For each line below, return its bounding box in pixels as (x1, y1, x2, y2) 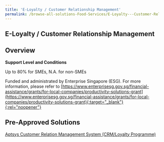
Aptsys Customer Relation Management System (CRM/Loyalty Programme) (5, 131, 156, 137)
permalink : (5, 12, 27, 17)
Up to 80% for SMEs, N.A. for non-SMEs (5, 69, 87, 75)
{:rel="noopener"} (5, 104, 41, 110)
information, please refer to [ (5, 83, 62, 89)
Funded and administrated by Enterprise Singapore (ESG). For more (5, 78, 141, 84)
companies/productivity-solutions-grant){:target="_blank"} (5, 99, 123, 105)
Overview (5, 46, 36, 55)
